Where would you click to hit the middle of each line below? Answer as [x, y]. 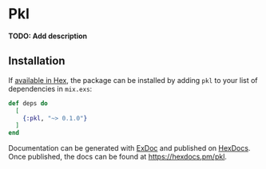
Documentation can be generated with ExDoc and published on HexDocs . [129, 148]
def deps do [28, 103]
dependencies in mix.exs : [50, 88]
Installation [37, 61]
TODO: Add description [48, 36]
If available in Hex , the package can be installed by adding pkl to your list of [133, 80]
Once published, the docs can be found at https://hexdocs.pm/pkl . [118, 157]
